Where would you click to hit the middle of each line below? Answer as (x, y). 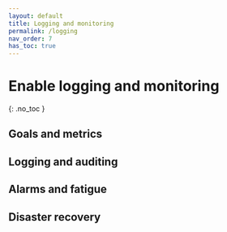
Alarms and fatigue (58, 189)
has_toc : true (32, 46)
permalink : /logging (43, 31)
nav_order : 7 (30, 39)
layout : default (36, 16)
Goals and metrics (56, 134)
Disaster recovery (55, 217)
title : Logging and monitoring (61, 24)
